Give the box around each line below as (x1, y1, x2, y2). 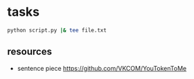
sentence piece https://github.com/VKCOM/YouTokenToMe (17, 64, 187, 72)
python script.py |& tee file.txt (7, 27, 107, 34)
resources (7, 46, 52, 58)
